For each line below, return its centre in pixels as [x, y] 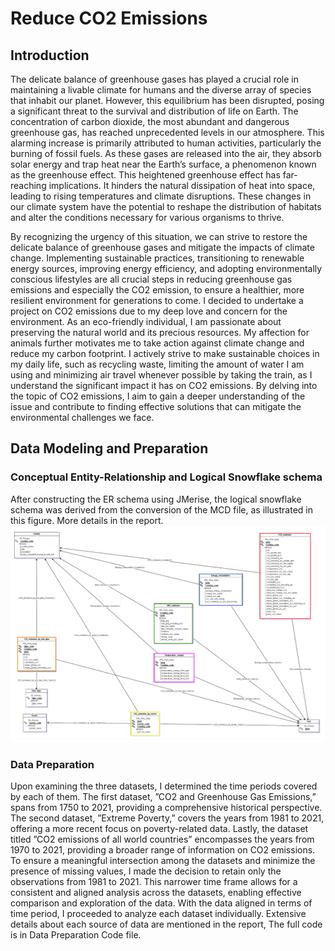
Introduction [50, 55]
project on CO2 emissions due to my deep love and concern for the [149, 311]
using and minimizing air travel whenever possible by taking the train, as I [161, 375]
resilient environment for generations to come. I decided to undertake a [157, 300]
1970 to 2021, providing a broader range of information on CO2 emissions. [163, 850]
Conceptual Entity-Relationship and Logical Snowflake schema [166, 477]
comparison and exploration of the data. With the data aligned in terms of [161, 903]
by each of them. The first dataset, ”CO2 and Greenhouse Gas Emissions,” [163, 797]
